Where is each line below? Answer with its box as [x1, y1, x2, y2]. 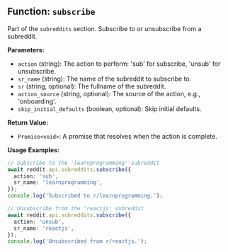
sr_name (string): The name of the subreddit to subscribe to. [17, 74, 192, 83]
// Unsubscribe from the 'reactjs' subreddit [7, 205, 144, 212]
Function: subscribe [7, 6, 96, 18]
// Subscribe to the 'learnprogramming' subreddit [7, 159, 160, 166]
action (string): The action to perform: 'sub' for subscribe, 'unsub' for [17, 59, 221, 68]
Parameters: [7, 45, 45, 54]
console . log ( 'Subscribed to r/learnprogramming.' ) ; [7, 193, 163, 200]
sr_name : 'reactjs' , [13, 224, 74, 232]
